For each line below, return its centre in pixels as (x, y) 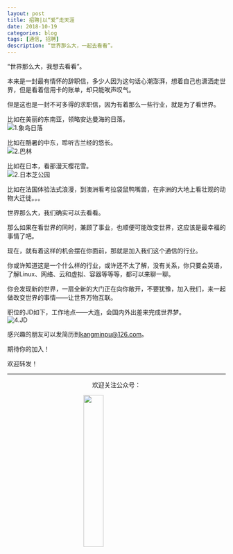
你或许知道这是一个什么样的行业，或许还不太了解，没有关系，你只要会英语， (116, 265)
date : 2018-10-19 (32, 26)
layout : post (26, 14)
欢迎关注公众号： (116, 385)
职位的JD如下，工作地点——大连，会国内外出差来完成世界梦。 (96, 312)
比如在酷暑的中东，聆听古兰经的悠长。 (62, 142)
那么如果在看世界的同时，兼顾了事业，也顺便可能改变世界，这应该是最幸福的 (116, 227)
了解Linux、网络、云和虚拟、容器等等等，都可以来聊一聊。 (91, 274)
